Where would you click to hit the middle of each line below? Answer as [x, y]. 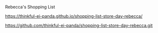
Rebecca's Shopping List [30, 7]
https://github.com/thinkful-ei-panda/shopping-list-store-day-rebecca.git [79, 25]
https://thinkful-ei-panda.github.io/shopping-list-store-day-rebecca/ [74, 16]
